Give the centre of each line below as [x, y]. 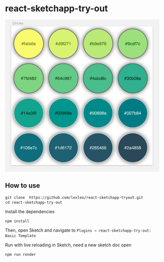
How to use [23, 186]
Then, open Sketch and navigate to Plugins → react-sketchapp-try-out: [78, 230]
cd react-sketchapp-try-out [34, 202]
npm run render [21, 254]
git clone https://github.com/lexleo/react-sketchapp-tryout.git [74, 197]
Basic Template [21, 236]
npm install [17, 221]
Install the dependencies [30, 212]
